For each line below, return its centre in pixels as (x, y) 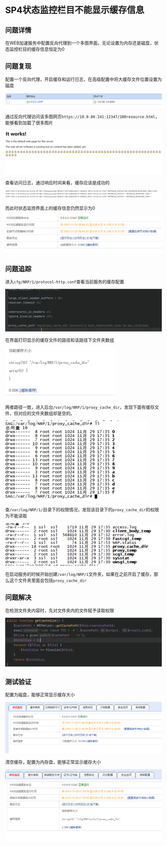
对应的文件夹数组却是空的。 (46, 413)
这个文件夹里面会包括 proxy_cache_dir (48, 580)
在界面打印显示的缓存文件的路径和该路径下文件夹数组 (60, 340)
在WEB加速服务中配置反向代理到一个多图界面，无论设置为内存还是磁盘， (80, 43)
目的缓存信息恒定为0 (43, 49)
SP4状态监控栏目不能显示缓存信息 (75, 10)
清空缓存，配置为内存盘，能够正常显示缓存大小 (53, 762)
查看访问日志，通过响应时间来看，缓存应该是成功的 (57, 182)
